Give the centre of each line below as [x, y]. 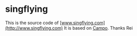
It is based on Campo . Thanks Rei [98, 28]
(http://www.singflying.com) [34, 28]
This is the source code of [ [33, 23]
